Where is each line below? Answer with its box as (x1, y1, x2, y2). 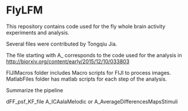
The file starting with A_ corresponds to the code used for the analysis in (6, 51, 182, 58)
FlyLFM (6, 4, 43, 17)
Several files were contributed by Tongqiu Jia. (6, 40, 117, 47)
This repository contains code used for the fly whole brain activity (6, 23, 166, 30)
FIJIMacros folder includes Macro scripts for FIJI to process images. (6, 69, 172, 76)
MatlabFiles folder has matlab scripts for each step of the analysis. (6, 75, 167, 82)
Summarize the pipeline (6, 86, 63, 93)
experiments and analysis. (6, 29, 69, 36)
